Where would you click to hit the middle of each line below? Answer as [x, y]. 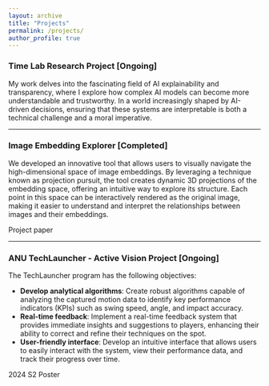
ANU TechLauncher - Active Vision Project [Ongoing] [114, 258]
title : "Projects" [39, 23]
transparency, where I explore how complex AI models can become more [129, 92]
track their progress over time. [70, 359]
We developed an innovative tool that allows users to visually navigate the [130, 163]
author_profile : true [44, 38]
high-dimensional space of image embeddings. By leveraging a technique [130, 171]
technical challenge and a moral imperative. [80, 118]
